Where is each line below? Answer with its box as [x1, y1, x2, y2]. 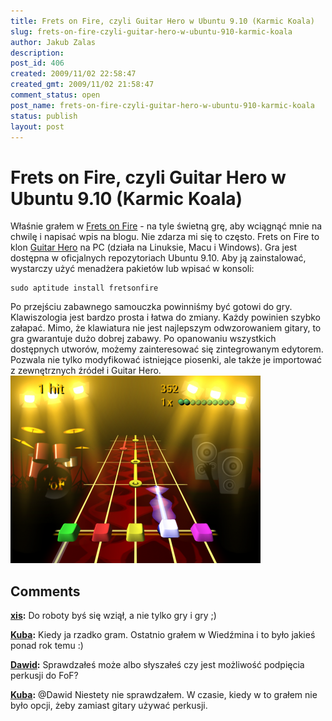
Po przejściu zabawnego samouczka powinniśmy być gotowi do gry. [10, 301, 293, 313]
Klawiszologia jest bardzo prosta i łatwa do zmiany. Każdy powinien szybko [10, 311, 322, 324]
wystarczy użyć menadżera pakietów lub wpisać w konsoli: [10, 263, 255, 275]
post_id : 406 [10, 58, 65, 69]
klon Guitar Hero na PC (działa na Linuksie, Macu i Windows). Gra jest [10, 241, 298, 254]
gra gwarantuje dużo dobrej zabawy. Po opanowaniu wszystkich [10, 333, 277, 345]
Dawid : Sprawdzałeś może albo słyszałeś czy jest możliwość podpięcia [10, 659, 305, 671]
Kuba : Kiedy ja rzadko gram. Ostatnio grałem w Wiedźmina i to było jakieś [10, 629, 316, 641]
